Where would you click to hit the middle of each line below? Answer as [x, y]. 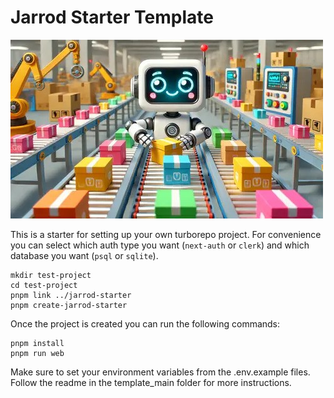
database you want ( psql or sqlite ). [84, 255]
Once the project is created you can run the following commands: [145, 323]
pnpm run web [37, 353]
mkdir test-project [51, 275]
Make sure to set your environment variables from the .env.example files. [160, 372]
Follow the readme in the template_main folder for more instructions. [151, 382]
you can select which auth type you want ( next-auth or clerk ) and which [160, 245]
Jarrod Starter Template [112, 17]
